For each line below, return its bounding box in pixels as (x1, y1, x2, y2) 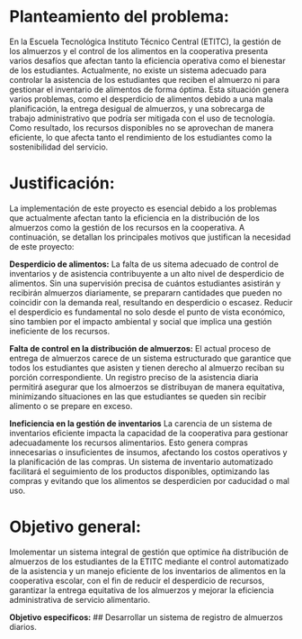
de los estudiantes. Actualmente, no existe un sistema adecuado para (9, 65, 267, 76)
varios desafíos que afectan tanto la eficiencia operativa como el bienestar (9, 55, 286, 66)
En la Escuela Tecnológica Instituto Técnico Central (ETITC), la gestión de (9, 36, 281, 47)
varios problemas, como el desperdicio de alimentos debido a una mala (9, 93, 274, 105)
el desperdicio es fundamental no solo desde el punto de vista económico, (9, 306, 286, 317)
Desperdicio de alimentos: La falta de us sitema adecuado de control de (9, 259, 279, 269)
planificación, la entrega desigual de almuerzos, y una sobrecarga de (9, 103, 265, 114)
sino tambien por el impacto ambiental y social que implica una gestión (9, 315, 272, 326)
